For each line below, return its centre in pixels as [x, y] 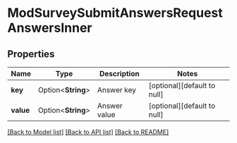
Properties [31, 54]
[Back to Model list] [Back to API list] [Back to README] [88, 132]
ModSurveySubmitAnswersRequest [115, 13]
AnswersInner [50, 28]
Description [120, 74]
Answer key [116, 90]
